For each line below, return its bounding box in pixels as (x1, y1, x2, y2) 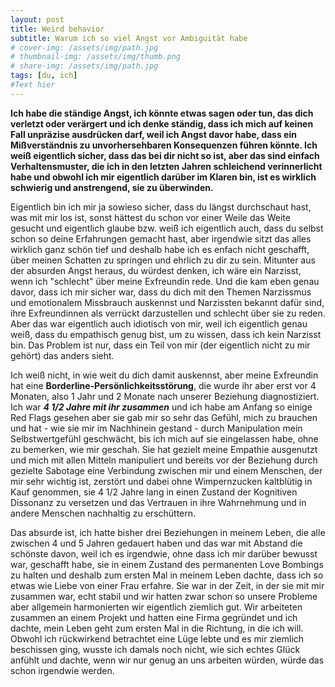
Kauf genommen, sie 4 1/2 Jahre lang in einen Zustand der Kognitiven (10, 486, 298, 498)
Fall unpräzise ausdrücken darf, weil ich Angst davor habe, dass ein (10, 128, 297, 140)
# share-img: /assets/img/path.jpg (10, 61, 159, 71)
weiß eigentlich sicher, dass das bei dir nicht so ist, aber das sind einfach (10, 149, 320, 161)
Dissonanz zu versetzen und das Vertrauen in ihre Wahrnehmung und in (10, 496, 307, 508)
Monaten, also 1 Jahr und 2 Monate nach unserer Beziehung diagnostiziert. (10, 390, 320, 402)
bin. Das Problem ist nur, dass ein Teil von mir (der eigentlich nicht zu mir (10, 339, 311, 351)
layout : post (10, 14, 65, 25)
